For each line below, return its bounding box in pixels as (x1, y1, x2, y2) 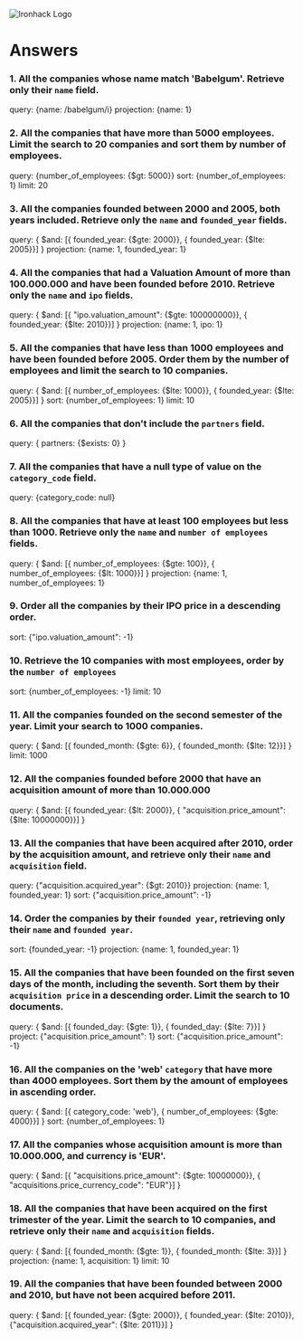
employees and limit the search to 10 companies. (9, 365, 229, 377)
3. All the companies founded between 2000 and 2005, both (9, 202, 280, 214)
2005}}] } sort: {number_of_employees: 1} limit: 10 (9, 394, 195, 405)
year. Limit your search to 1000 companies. (9, 720, 204, 733)
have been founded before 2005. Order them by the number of (9, 353, 289, 366)
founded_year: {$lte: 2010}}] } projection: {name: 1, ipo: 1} (9, 319, 223, 330)
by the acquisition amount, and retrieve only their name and (9, 848, 271, 860)
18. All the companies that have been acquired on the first (9, 1202, 268, 1215)
